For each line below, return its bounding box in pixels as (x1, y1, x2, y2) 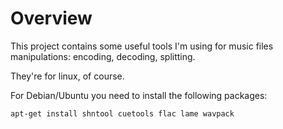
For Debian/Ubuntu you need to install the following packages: (10, 89, 268, 101)
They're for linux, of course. (10, 70, 125, 82)
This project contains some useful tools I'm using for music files (10, 40, 274, 52)
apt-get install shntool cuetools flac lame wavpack (10, 108, 235, 119)
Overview (10, 7, 93, 30)
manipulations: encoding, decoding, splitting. (10, 50, 196, 62)
